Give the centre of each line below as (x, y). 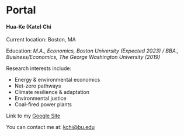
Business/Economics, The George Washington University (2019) (83, 57)
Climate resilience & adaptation (52, 92)
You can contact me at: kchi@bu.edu (51, 127)
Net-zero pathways (38, 86)
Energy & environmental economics (57, 80)
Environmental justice (40, 98)
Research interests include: (39, 68)
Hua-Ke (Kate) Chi (29, 26)
